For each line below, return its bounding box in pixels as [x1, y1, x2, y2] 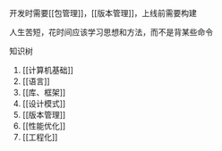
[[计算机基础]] [21, 65, 74, 75]
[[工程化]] [21, 132, 58, 142]
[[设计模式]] [21, 98, 66, 109]
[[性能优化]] [21, 121, 66, 131]
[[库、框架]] [21, 88, 66, 97]
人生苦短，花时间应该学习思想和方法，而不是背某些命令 [9, 27, 213, 38]
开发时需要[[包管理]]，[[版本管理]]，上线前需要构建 [9, 8, 197, 18]
